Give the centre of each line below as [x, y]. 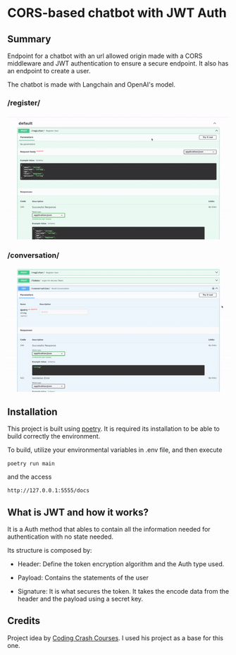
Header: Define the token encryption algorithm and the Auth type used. [121, 564]
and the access [30, 477]
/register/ [24, 102]
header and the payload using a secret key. [80, 599]
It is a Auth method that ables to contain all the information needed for [109, 529]
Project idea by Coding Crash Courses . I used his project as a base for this [116, 638]
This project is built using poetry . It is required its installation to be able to [113, 429]
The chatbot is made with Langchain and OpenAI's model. [92, 85]
